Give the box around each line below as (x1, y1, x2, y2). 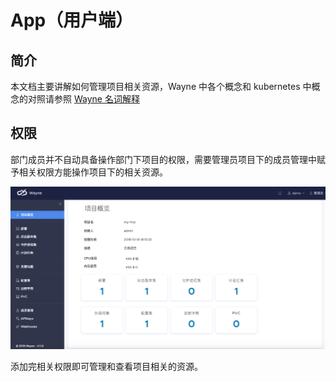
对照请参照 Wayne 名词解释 (27, 93, 140, 105)
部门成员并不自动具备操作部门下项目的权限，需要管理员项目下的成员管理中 (10, 153, 317, 165)
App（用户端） (10, 9, 134, 32)
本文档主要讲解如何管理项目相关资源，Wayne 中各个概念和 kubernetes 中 (10, 81, 312, 92)
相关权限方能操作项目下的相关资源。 (18, 166, 168, 178)
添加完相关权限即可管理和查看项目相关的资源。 (10, 361, 203, 373)
